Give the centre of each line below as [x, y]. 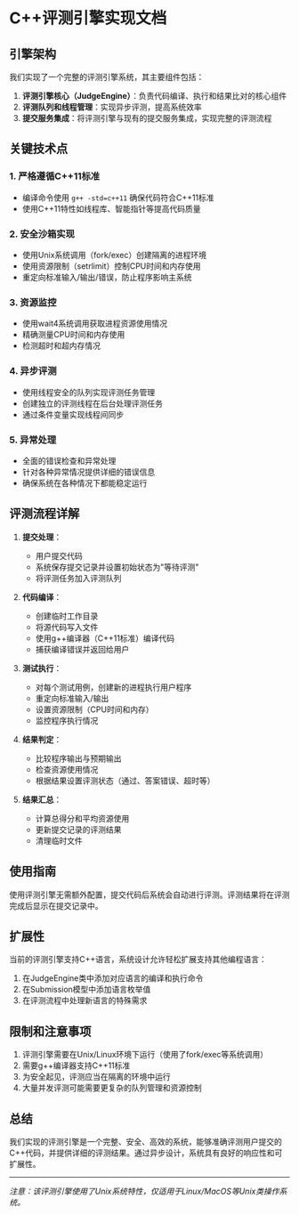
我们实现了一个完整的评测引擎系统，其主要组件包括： [107, 77]
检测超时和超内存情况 [61, 346]
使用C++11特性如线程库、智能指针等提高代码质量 [111, 208]
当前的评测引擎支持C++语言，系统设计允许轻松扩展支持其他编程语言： [138, 960]
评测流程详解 [44, 514]
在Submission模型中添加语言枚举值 [86, 990]
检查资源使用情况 [67, 769]
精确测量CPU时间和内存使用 [73, 335]
